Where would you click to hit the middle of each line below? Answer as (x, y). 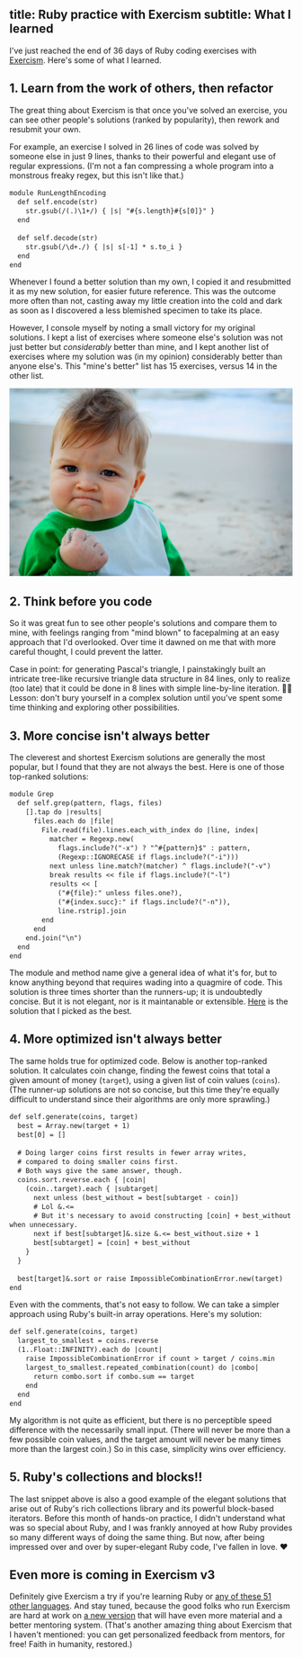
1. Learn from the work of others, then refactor (142, 89)
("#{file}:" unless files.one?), (120, 893)
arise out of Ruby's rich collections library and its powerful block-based (142, 1508)
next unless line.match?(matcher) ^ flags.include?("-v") (160, 866)
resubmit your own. (45, 129)
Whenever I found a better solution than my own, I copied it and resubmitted (150, 282)
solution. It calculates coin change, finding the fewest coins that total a (140, 1071)
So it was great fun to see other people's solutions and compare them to (143, 623)
